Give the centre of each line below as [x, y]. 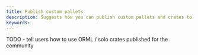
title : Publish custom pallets [45, 12]
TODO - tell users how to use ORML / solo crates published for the [87, 40]
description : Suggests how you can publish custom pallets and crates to [99, 17]
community [20, 46]
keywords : [18, 22]
